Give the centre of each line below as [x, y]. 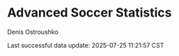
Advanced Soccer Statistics [89, 13]
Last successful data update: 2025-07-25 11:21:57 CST [86, 45]
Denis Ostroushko [33, 32]
